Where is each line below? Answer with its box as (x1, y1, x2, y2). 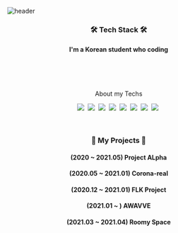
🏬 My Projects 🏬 (90, 135, 147, 145)
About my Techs (95, 89, 143, 98)
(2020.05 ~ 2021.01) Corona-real (69, 169, 168, 178)
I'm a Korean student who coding (69, 45, 168, 53)
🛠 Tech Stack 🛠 (90, 25, 148, 35)
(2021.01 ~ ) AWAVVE (86, 202, 151, 210)
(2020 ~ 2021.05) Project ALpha (70, 153, 167, 161)
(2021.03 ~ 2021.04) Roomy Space (66, 218, 171, 227)
